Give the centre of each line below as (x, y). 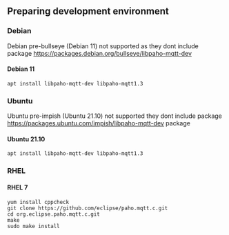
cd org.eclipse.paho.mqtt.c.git (53, 214)
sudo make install (33, 226)
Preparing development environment (88, 11)
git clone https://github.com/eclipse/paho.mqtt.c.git (88, 208)
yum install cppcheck (38, 202)
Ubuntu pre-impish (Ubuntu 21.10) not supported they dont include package (115, 116)
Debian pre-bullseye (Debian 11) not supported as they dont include (103, 46)
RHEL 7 (18, 187)
